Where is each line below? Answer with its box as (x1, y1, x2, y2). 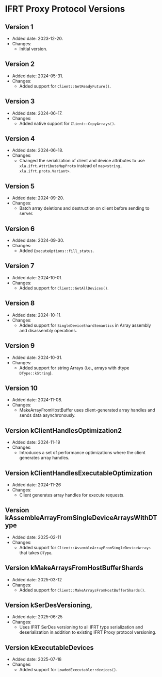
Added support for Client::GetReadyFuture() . (19, 83, 111, 89)
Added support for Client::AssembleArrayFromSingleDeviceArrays (19, 544, 151, 550)
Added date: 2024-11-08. (12, 397, 63, 403)
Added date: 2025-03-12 (12, 576, 62, 582)
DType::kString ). (19, 370, 53, 376)
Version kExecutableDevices (5, 643, 94, 652)
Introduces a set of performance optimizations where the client (19, 450, 146, 456)
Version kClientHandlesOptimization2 (5, 426, 122, 435)
